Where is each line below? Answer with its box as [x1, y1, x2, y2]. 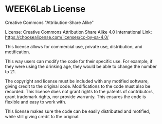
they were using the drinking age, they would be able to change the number [5, 63, 157, 69]
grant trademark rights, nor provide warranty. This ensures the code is [5, 94, 146, 100]
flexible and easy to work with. [5, 99, 67, 104]
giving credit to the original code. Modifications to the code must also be [5, 83, 151, 89]
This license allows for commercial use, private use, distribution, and [5, 43, 143, 49]
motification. [5, 49, 30, 55]
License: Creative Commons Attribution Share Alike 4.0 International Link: [5, 29, 152, 35]
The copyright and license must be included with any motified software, [5, 78, 149, 84]
